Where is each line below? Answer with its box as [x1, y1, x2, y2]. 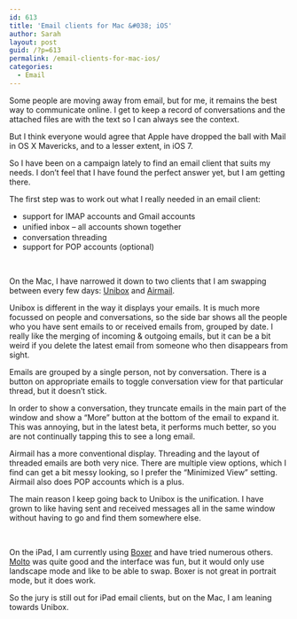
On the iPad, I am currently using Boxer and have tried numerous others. [9, 546, 273, 557]
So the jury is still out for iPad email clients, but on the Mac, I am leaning [9, 592, 272, 603]
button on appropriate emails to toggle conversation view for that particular [9, 376, 284, 387]
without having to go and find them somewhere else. [9, 512, 201, 523]
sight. [9, 349, 30, 360]
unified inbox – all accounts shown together [21, 221, 182, 231]
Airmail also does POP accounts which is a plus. [9, 476, 184, 487]
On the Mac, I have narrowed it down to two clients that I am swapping [9, 276, 267, 286]
